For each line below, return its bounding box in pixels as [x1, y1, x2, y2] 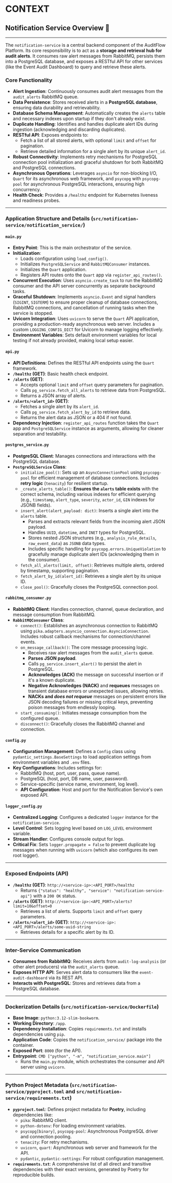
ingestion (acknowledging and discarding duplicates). [12, 126, 126, 133]
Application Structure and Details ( [5, 215, 93, 222]
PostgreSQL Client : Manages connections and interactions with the [12, 453, 156, 459]
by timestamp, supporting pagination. [20, 567, 100, 573]
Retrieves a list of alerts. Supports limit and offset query [20, 908, 142, 914]
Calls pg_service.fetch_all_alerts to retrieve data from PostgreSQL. [20, 387, 166, 393]
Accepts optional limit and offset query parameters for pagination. [20, 381, 164, 388]
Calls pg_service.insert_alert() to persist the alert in [28, 661, 142, 667]
